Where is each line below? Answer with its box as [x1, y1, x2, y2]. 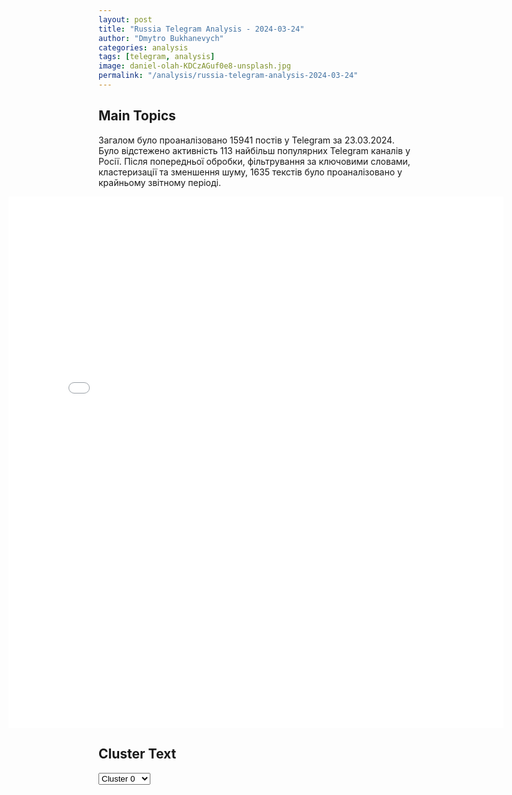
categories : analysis [98, 42, 189, 53]
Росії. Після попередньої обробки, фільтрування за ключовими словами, [98, 155, 411, 167]
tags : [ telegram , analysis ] [98, 52, 216, 62]
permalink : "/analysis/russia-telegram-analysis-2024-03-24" [98, 71, 359, 81]
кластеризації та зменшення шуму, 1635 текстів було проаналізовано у [98, 166, 403, 178]
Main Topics [98, 107, 176, 125]
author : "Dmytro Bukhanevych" [98, 33, 225, 43]
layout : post [98, 14, 153, 25]
